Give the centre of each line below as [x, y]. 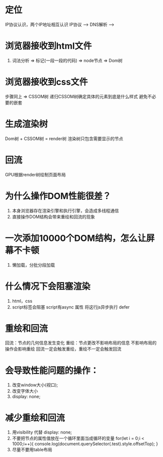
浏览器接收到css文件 [46, 82]
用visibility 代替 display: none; [42, 432]
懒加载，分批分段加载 [33, 265]
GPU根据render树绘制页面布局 [36, 174]
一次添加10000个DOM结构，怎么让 [76, 238]
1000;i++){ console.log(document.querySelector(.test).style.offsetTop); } [85, 444]
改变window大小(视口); [35, 385]
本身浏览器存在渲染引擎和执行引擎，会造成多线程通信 [65, 210]
